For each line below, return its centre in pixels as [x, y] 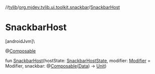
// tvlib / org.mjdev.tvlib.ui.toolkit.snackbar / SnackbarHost [63, 7]
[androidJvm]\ [20, 41]
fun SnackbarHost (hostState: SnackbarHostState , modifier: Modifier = [78, 60]
